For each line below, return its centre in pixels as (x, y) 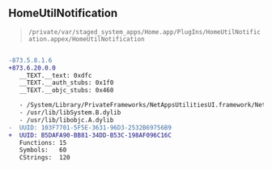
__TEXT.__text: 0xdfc (55, 75)
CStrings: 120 (45, 158)
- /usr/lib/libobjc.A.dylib (66, 120)
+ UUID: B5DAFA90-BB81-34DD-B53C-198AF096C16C (90, 135)
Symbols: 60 (43, 150)
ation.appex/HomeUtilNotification (86, 39)
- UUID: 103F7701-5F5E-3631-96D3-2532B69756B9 (90, 127)
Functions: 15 (43, 142)
